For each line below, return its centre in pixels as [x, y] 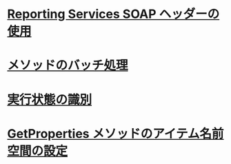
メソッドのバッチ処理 [68, 65]
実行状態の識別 [50, 100]
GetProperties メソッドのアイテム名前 [115, 133]
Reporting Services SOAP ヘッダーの [113, 14]
